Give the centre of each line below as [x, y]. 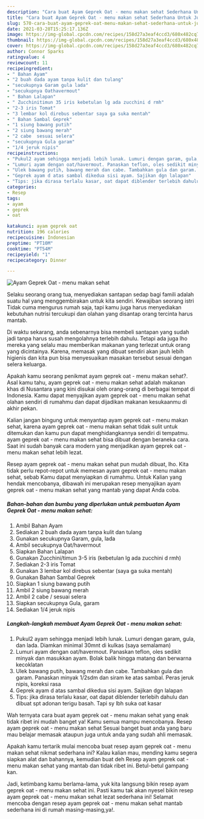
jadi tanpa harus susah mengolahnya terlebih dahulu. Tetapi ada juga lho [97, 338]
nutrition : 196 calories [38, 232]
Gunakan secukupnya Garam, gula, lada [65, 539]
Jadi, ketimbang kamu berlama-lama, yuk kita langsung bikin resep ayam [98, 784]
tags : [14, 198]
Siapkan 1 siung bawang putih [53, 584]
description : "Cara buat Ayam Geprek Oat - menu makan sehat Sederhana [99, 12]
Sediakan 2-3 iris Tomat [45, 564]
